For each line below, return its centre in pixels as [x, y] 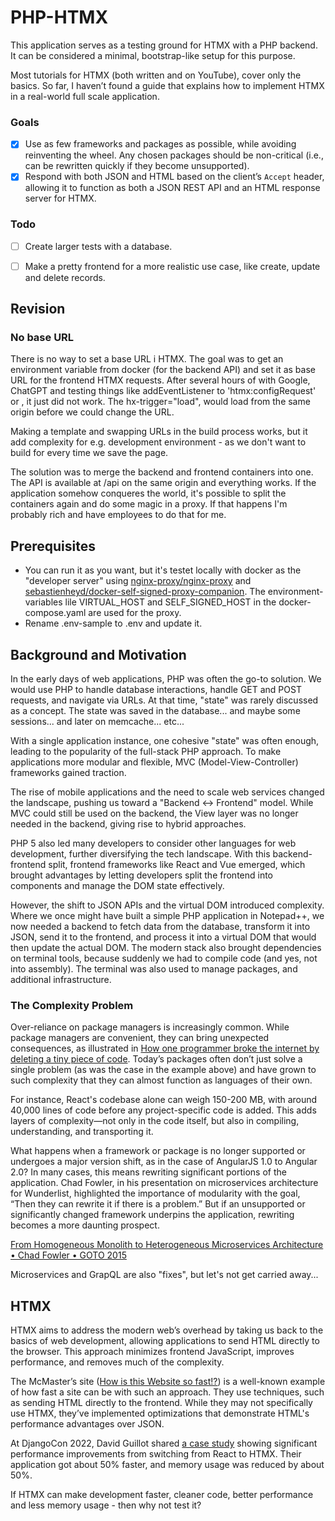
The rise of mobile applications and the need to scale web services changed [167, 792]
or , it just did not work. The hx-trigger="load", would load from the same [160, 402]
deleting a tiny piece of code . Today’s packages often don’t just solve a [156, 1059]
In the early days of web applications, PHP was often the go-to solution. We [166, 679]
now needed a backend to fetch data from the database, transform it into [160, 927]
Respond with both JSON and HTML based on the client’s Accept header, [174, 177]
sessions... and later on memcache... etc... [97, 722]
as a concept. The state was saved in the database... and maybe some [155, 711]
